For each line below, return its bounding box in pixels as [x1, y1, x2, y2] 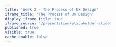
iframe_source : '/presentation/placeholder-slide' [5, 21, 112, 26]
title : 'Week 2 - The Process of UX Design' [5, 7, 99, 12]
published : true [5, 25, 39, 30]
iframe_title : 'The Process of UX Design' [5, 12, 94, 17]
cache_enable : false [5, 35, 48, 40]
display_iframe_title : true [5, 16, 63, 21]
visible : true [5, 30, 35, 35]
